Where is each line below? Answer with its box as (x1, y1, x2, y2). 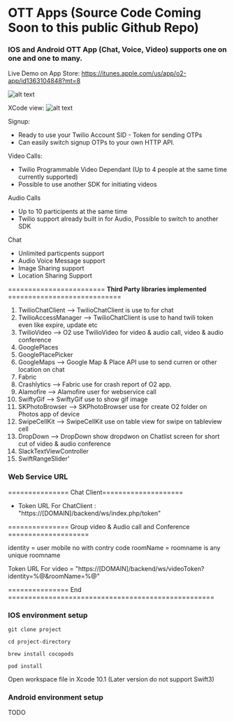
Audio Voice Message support (17, 257, 105, 265)
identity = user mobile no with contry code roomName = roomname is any (8, 543, 221, 551)
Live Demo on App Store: (8, 69, 80, 78)
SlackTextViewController (17, 447, 89, 456)
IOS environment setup (8, 610, 88, 620)
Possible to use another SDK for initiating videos (17, 180, 157, 189)
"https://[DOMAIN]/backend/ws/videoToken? (75, 564, 205, 572)
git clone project (8, 626, 61, 633)
